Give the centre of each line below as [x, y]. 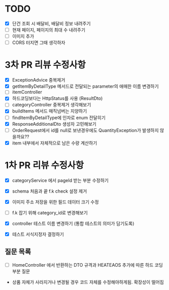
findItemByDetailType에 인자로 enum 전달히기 [59, 118]
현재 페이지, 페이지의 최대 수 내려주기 [49, 30]
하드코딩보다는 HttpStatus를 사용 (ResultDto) [57, 98]
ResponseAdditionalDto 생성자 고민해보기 [54, 124]
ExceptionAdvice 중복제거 [39, 80]
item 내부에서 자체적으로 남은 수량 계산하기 [55, 143]
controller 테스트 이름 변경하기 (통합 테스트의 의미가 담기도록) [73, 223]
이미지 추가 [23, 37]
